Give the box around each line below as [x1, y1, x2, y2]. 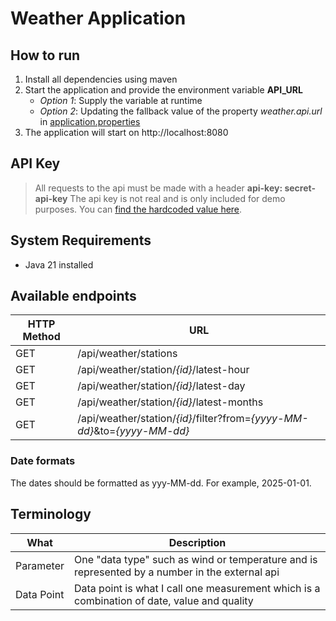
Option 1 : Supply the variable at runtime [39, 95, 203, 106]
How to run [10, 47, 81, 64]
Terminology [10, 506, 92, 523]
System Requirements [10, 232, 152, 249]
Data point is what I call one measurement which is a [73, 581, 321, 595]
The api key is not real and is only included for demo [69, 192, 286, 204]
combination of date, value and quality [73, 593, 254, 607]
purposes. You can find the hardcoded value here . [34, 203, 243, 215]
